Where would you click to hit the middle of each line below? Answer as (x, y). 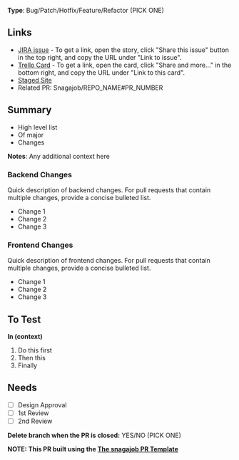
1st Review (33, 413)
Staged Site (35, 80)
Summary (30, 110)
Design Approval (42, 404)
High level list (37, 127)
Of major (31, 135)
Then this (32, 358)
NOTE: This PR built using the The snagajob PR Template (93, 449)
